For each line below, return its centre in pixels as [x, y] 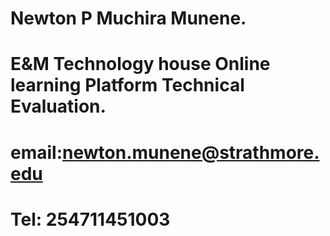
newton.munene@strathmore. [191, 152]
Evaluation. [58, 106]
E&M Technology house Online [140, 64]
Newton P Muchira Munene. [128, 18]
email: [36, 152]
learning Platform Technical [127, 85]
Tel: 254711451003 [90, 219]
